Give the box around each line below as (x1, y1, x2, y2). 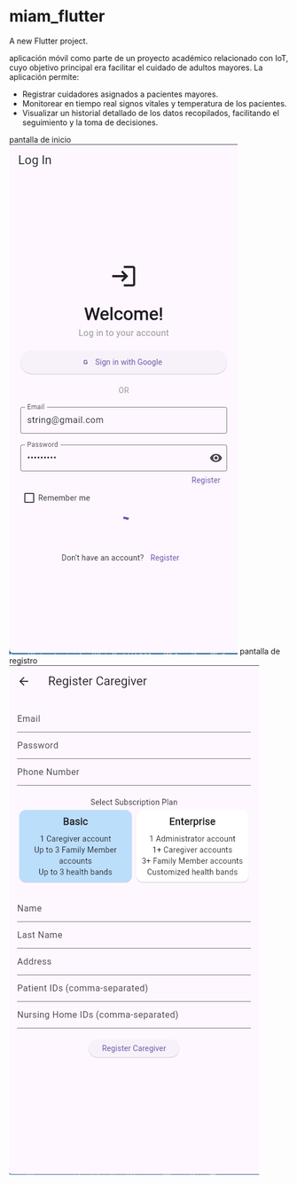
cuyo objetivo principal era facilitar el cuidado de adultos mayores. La (9, 62, 263, 73)
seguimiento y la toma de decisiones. (21, 117, 159, 128)
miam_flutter (9, 6, 106, 27)
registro (9, 655, 38, 666)
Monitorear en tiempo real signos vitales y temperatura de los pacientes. (21, 98, 287, 108)
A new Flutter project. (9, 35, 89, 46)
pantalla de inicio (9, 134, 72, 145)
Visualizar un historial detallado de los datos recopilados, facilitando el (21, 107, 279, 118)
